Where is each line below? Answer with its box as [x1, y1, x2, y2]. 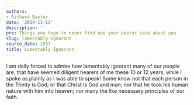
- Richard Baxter [6, 14, 49, 20]
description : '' [6, 24, 46, 31]
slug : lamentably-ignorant [6, 36, 72, 41]
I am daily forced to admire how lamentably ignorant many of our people [6, 62, 180, 69]
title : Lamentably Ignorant [6, 47, 75, 52]
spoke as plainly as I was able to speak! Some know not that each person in [6, 75, 188, 82]
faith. [6, 93, 19, 100]
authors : [6, 8, 27, 15]
